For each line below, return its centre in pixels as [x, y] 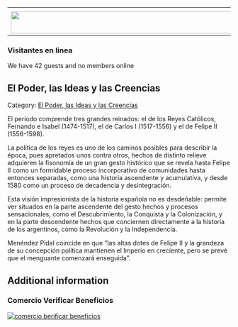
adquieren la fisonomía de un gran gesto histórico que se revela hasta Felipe [119, 163]
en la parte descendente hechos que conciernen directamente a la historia [116, 222]
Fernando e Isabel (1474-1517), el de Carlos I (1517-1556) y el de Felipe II [112, 126]
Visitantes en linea [40, 50]
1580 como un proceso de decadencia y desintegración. [90, 185]
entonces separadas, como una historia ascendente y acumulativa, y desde [118, 178]
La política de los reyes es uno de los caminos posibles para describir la [112, 148]
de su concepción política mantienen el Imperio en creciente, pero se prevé [118, 250]
